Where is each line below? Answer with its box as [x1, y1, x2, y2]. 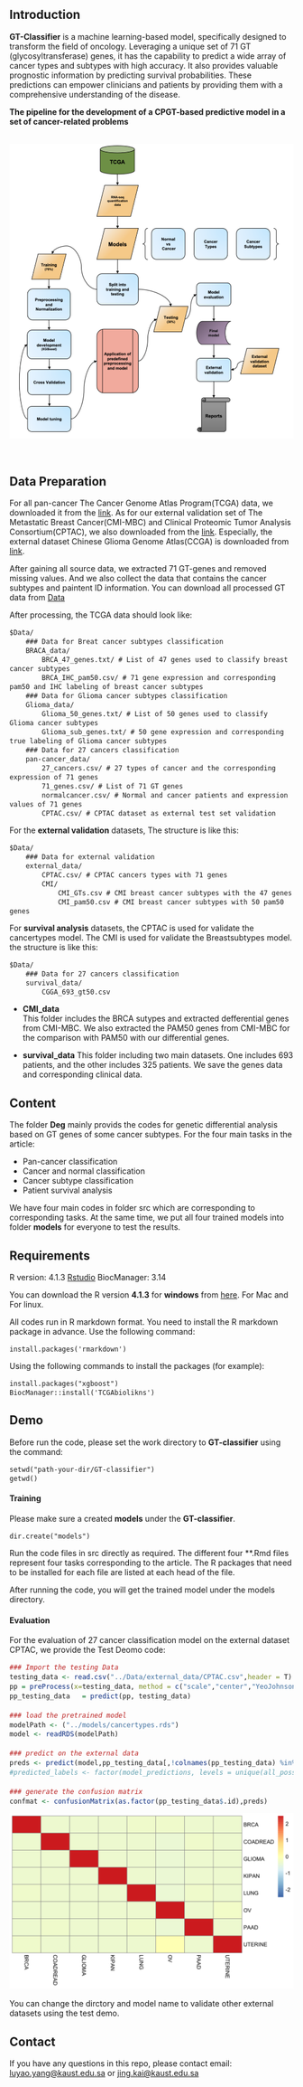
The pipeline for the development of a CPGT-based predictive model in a [9, 106, 286, 117]
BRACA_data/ [25, 647, 70, 656]
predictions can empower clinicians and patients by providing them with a [9, 79, 283, 90]
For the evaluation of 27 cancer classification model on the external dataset [9, 1635, 290, 1646]
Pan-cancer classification [22, 1157, 118, 1167]
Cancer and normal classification [22, 1166, 146, 1176]
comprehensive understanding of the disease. [9, 89, 180, 99]
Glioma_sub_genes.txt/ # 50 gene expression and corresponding [41, 728, 284, 737]
